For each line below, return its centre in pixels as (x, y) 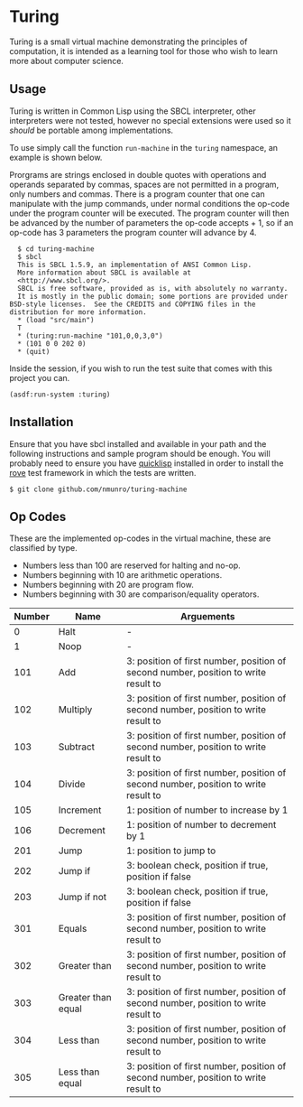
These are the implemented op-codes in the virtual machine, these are (140, 538)
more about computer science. (67, 60)
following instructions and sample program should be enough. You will (140, 453)
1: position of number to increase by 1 (207, 810)
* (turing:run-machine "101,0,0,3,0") (91, 336)
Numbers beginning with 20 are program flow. (108, 585)
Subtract (77, 747)
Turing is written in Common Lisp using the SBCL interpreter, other (133, 111)
